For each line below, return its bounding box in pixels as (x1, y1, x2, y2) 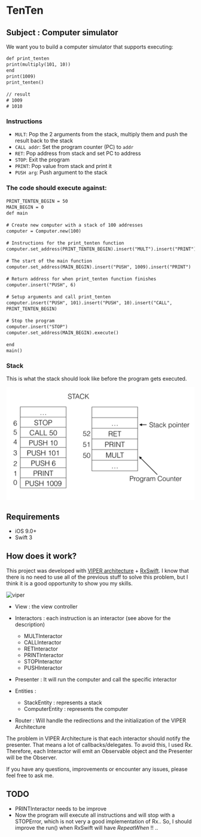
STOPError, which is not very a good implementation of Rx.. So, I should (14, 817, 192, 825)
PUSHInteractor (23, 664, 63, 671)
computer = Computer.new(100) (6, 228, 82, 234)
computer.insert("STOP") (6, 323, 68, 329)
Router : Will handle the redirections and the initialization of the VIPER (14, 717, 187, 724)
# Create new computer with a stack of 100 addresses (6, 222, 144, 228)
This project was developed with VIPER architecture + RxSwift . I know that (6, 567, 189, 574)
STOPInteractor (23, 658, 62, 665)
